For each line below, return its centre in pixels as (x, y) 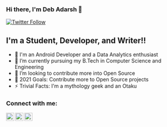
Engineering (29, 67)
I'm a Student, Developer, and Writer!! (76, 40)
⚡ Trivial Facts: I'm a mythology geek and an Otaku (76, 86)
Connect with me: (32, 104)
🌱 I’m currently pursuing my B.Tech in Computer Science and (88, 61)
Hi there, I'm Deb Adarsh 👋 (44, 9)
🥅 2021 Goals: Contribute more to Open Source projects (81, 80)
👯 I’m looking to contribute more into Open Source (75, 73)
